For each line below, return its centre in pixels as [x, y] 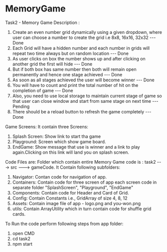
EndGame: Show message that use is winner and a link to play [76, 147]
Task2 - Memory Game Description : [42, 22]
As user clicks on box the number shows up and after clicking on [79, 58]
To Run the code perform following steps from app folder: [64, 224]
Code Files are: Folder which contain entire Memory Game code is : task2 [81, 162]
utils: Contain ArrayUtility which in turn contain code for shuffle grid [82, 209]
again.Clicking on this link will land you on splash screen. [71, 152]
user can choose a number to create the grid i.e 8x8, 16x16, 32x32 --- [84, 37]
